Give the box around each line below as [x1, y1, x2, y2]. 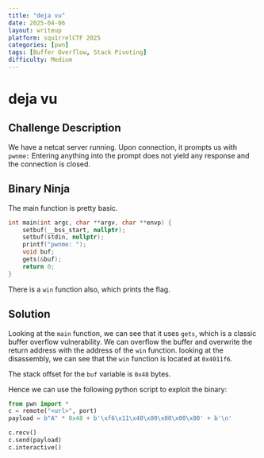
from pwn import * [8, 399, 69, 408]
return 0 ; [22, 262, 55, 270]
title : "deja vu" [8, 11, 66, 20]
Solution [8, 307, 51, 321]
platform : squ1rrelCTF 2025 [8, 33, 101, 42]
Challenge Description [8, 121, 121, 135]
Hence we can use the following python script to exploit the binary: [8, 384, 228, 394]
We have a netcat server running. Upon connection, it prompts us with [8, 142, 238, 151]
